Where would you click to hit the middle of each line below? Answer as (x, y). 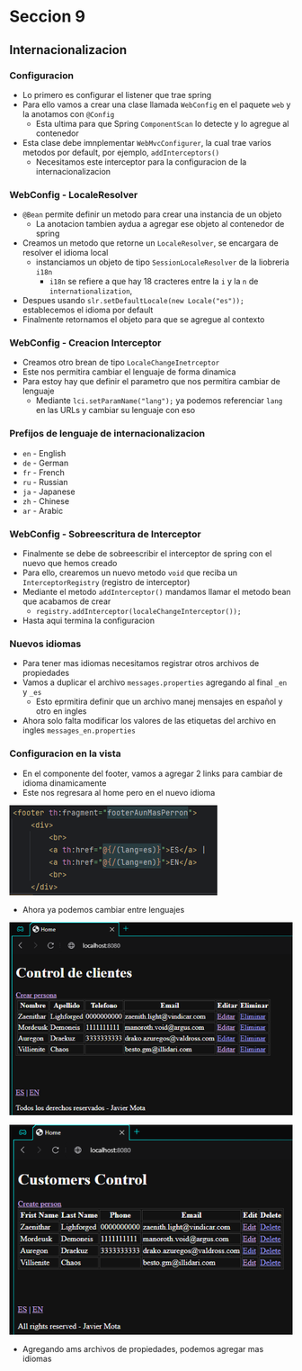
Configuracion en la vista (65, 753)
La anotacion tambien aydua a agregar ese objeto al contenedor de (160, 224)
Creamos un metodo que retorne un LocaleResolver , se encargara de (150, 243)
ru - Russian (45, 482)
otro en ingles (61, 711)
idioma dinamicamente (64, 783)
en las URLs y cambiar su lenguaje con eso (115, 410)
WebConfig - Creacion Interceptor (85, 343)
